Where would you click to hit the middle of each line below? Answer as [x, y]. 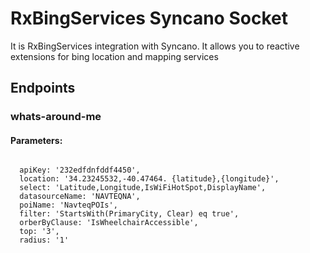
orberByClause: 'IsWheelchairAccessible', [109, 223]
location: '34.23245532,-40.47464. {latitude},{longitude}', [149, 179]
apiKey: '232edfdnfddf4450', [80, 170]
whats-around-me [56, 117]
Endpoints [43, 88]
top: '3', [39, 232]
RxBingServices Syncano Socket [149, 18]
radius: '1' [44, 240]
